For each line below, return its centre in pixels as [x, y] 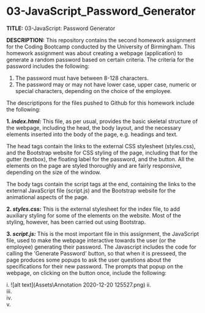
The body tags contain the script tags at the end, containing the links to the [101, 184]
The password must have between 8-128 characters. [82, 78]
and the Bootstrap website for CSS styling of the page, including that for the [102, 153]
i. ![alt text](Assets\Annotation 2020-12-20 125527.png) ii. [79, 285]
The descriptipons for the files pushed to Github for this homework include [100, 103]
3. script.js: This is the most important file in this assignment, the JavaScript [103, 233]
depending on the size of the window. [54, 172]
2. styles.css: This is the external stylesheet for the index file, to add [93, 209]
